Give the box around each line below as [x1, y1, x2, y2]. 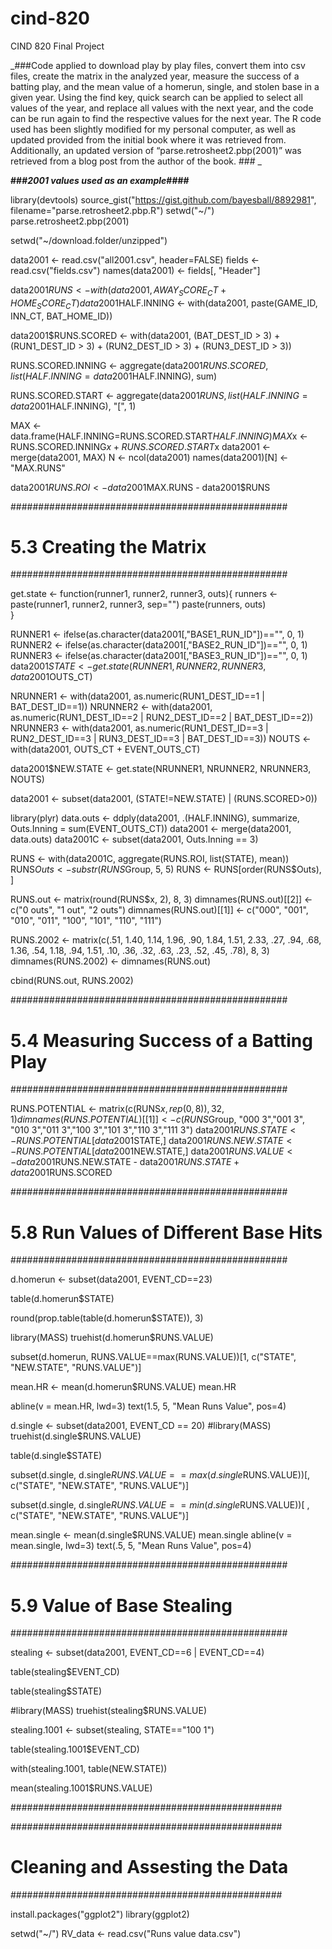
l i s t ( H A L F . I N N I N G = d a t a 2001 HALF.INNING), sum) [10, 370, 218, 382]
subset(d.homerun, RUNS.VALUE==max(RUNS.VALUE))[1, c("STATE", [10, 1351, 297, 1363]
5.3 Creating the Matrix [10, 535, 207, 558]
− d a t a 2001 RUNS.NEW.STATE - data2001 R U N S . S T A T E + [10, 1156, 240, 1168]
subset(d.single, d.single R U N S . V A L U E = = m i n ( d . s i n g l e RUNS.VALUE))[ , [10, 1499, 310, 1511]
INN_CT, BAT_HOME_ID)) [10, 310, 113, 322]
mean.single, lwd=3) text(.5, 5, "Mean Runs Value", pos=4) [10, 1540, 252, 1552]
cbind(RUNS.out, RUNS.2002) [10, 975, 134, 987]
